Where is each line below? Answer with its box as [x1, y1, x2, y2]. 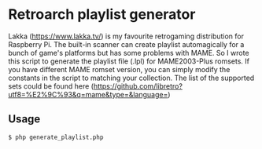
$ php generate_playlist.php [8, 133, 104, 141]
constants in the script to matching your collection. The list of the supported [8, 73, 255, 82]
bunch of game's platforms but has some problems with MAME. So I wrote [8, 48, 249, 57]
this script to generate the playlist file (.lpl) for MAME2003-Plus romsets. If [8, 56, 250, 66]
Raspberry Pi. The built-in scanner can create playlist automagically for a [8, 39, 245, 49]
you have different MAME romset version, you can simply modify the [8, 64, 231, 74]
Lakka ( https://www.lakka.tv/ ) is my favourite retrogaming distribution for [8, 31, 245, 41]
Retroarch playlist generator [8, 5, 196, 24]
